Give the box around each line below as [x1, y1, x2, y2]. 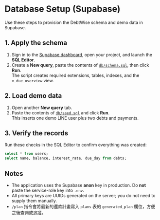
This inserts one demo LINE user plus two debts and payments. [11, 115, 139, 121]
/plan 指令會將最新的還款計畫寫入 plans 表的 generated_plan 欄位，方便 [11, 203, 156, 209]
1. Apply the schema [4, 39, 68, 47]
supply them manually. [11, 198, 57, 203]
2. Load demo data [4, 92, 62, 100]
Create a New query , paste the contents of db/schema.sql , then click [11, 62, 149, 68]
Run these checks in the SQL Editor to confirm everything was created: [4, 142, 147, 148]
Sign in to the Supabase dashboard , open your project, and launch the [11, 52, 153, 57]
